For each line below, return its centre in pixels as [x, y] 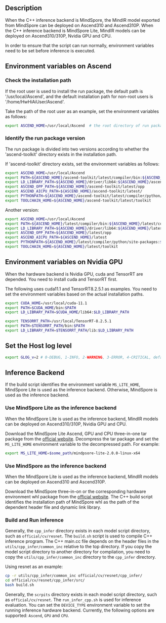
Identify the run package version [45, 138]
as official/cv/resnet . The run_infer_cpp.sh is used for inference [73, 599]
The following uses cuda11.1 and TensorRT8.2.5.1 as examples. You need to [81, 288]
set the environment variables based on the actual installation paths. [75, 294]
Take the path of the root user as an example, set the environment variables [82, 111]
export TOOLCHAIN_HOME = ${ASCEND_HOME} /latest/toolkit [62, 247]
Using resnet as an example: [34, 567]
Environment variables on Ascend [58, 66]
